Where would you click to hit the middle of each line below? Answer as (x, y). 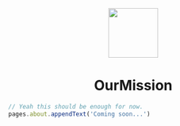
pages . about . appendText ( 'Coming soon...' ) (79, 114)
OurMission (133, 86)
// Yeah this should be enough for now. (76, 106)
